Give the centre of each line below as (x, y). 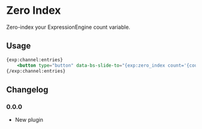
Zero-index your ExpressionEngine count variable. (68, 27)
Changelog (27, 90)
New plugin (29, 120)
